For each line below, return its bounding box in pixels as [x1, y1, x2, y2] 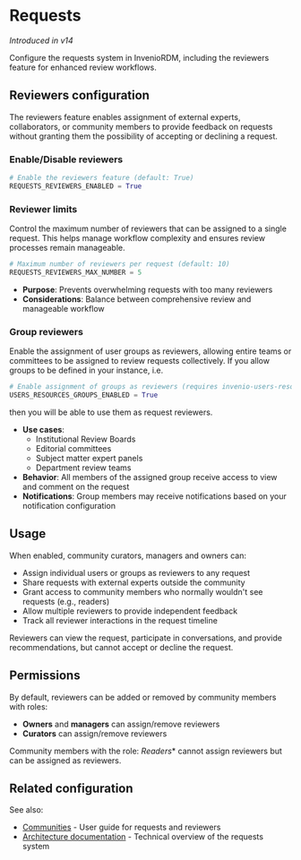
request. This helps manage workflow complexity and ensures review [9, 233, 266, 244]
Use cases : [21, 424, 65, 434]
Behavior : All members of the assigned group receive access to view [21, 471, 278, 482]
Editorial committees [35, 443, 112, 453]
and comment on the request [21, 481, 130, 492]
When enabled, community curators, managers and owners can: [9, 550, 246, 561]
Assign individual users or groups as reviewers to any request [21, 567, 251, 578]
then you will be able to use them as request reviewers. [9, 407, 213, 417]
